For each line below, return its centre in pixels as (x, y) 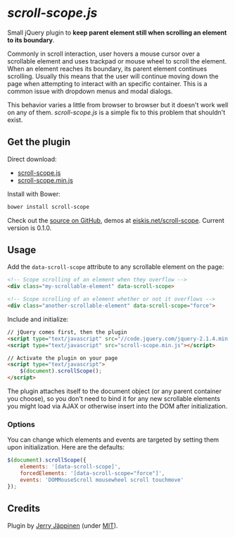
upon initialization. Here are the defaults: (66, 447)
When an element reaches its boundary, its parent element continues (107, 68)
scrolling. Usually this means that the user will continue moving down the (113, 76)
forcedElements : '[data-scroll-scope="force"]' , (93, 473)
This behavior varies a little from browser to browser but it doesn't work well (118, 104)
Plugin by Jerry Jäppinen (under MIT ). (63, 525)
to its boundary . (31, 40)
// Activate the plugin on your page (63, 358)
